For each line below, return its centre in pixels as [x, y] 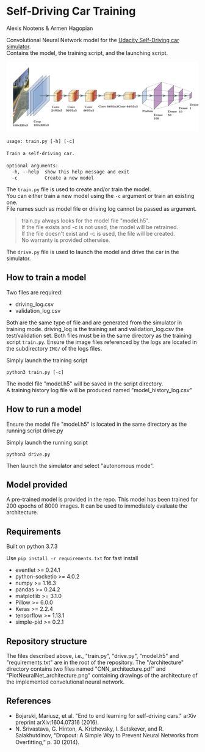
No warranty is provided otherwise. [66, 240]
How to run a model [44, 410]
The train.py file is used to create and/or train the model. [79, 189]
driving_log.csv [34, 304]
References [29, 701]
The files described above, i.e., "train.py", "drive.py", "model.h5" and [93, 656]
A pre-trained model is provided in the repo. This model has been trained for [102, 500]
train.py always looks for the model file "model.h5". [85, 221]
